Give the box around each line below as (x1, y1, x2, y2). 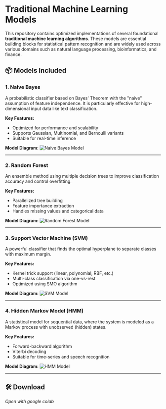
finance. (5, 51, 22, 57)
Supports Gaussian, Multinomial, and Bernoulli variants (12, 130, 124, 136)
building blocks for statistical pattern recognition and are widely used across (5, 41, 161, 47)
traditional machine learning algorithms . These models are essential (5, 36, 147, 42)
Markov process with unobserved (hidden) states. (5, 324, 107, 330)
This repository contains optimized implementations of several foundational (5, 30, 159, 36)
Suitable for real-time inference (12, 135, 76, 141)
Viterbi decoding (12, 348, 46, 355)
